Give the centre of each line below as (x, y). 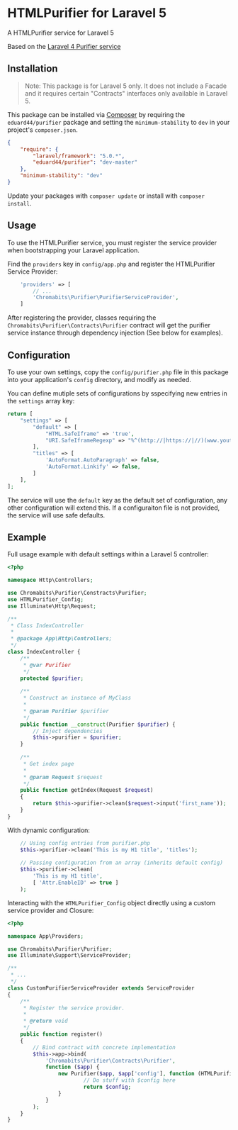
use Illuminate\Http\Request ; (52, 606)
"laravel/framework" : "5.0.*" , (79, 156)
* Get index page (49, 763)
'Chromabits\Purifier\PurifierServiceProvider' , (106, 298)
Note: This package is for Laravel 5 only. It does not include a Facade (126, 86)
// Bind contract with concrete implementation (104, 1047)
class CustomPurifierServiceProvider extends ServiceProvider (101, 988)
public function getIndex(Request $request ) (87, 790)
